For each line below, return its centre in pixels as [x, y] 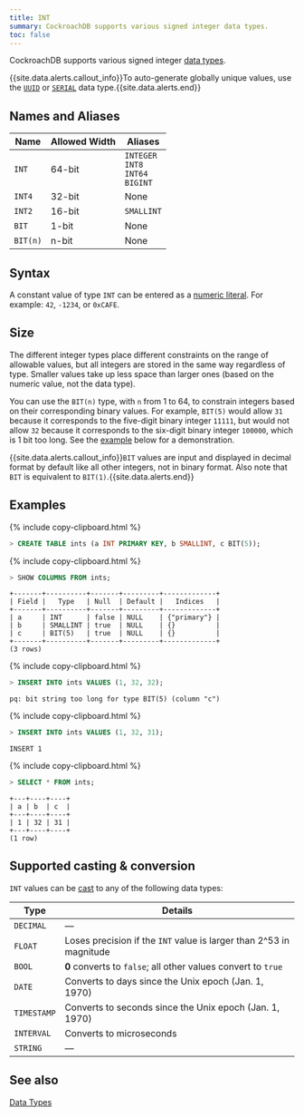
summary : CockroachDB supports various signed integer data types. [139, 26]
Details [177, 910]
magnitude [87, 951]
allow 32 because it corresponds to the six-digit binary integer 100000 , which [152, 430]
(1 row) [24, 839]
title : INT [30, 18]
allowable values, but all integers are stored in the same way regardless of [147, 364]
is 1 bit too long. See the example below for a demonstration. [122, 440]
